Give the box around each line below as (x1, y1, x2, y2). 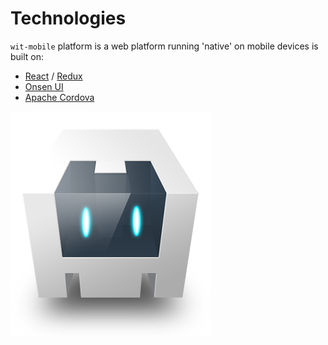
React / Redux (24, 70, 83, 82)
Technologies (10, 7, 127, 30)
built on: (10, 50, 45, 62)
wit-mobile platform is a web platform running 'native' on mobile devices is (10, 40, 319, 52)
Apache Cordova (24, 91, 95, 103)
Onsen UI (24, 80, 64, 92)
